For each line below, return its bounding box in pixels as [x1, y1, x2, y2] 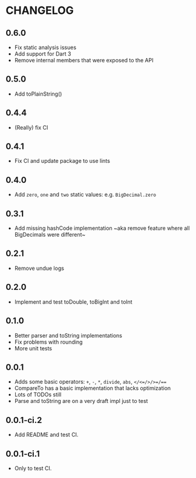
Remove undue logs [14, 264, 65, 272]
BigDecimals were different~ [14, 231, 86, 238]
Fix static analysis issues [14, 44, 77, 51]
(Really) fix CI [14, 123, 48, 131]
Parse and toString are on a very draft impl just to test [14, 398, 148, 405]
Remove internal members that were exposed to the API [14, 57, 154, 64]
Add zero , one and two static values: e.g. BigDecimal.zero [14, 191, 157, 198]
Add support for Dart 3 [14, 50, 71, 57]
